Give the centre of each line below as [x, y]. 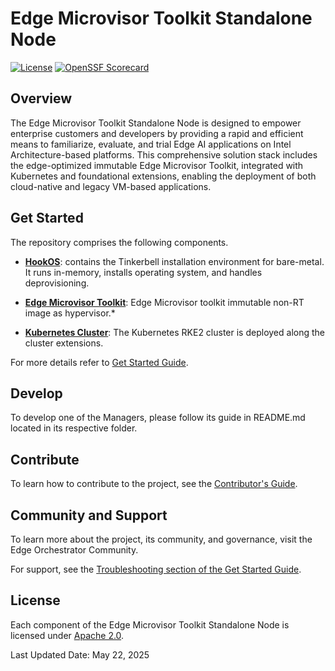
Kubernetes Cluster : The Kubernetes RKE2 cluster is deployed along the [174, 332]
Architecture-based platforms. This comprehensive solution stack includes [164, 154]
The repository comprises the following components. [119, 242]
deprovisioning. [57, 283]
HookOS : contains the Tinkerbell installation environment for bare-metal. [174, 261]
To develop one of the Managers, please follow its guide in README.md [158, 418]
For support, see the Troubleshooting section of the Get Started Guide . [156, 569]
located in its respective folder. [74, 428]
